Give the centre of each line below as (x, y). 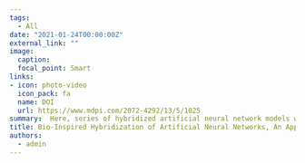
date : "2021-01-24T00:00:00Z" (67, 34)
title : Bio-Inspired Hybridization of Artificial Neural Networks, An (146, 128)
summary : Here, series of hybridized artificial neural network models (150, 119)
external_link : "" (44, 43)
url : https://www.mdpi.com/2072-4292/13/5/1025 (109, 110)
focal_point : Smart (54, 69)
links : (22, 77)
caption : (34, 60)
